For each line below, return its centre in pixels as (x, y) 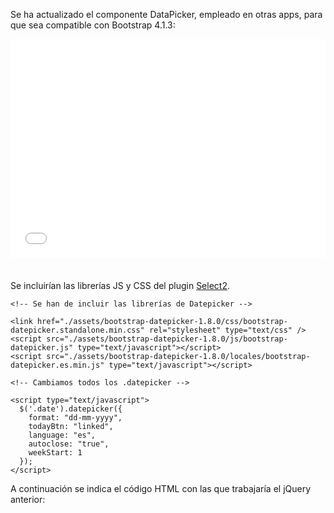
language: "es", (62, 435)
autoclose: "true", (69, 444)
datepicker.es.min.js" (57, 365)
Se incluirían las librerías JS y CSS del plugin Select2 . (120, 285)
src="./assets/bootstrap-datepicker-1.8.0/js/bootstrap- (167, 339)
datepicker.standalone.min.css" (77, 330)
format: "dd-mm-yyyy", (75, 418)
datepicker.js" (42, 348)
